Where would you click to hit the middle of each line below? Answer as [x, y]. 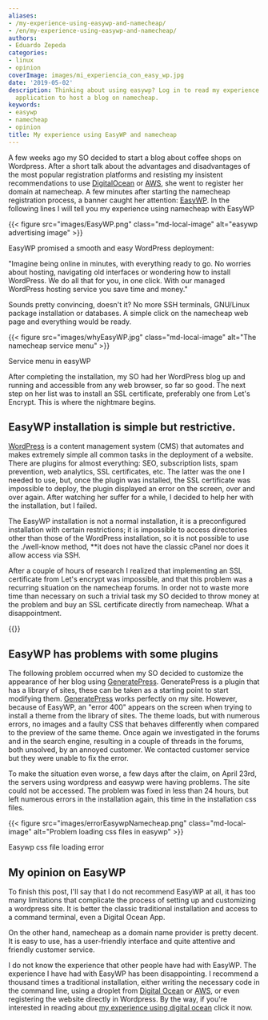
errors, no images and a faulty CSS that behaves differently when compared [134, 724]
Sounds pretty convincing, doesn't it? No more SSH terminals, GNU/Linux [129, 304]
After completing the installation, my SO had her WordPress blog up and [127, 376]
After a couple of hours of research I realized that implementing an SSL [125, 571]
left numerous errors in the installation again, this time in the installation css [132, 799]
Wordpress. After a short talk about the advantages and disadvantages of [129, 166]
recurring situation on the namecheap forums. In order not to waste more [129, 588]
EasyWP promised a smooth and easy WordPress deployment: [111, 248]
